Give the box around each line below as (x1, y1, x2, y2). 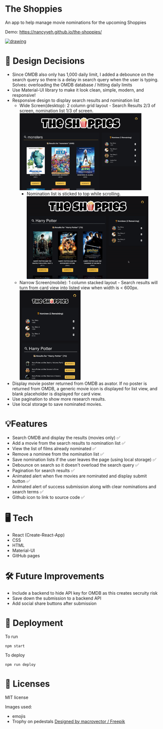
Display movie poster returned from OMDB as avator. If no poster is (12, 381, 147, 386)
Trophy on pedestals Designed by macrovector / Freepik (12, 718, 126, 724)
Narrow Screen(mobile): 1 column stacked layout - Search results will (19, 279, 158, 285)
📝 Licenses (5, 678, 50, 689)
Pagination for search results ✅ (12, 467, 75, 473)
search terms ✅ (12, 489, 44, 494)
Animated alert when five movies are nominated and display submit (12, 473, 147, 479)
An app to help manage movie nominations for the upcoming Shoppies (5, 19, 146, 25)
